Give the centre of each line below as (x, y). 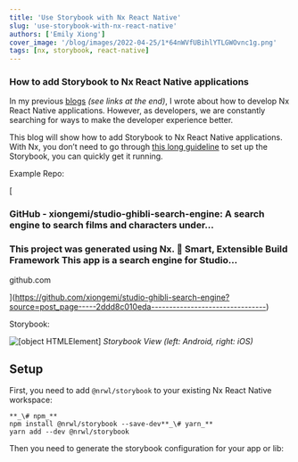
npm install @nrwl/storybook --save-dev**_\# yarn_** (112, 425)
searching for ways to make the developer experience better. (121, 120)
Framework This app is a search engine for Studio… (124, 260)
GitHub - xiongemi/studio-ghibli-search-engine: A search (137, 214)
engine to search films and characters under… (112, 226)
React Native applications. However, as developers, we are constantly (137, 111)
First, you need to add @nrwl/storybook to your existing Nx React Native (141, 391)
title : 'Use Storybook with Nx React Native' (95, 17)
